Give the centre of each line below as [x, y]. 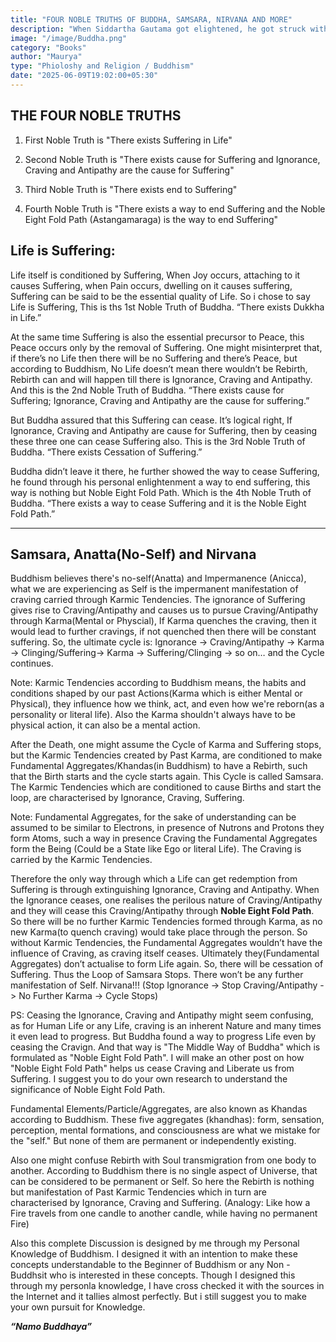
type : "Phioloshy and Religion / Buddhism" [102, 66]
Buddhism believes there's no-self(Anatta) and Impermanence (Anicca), [158, 578]
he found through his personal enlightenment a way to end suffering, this [160, 482]
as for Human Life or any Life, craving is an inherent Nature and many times [166, 1026]
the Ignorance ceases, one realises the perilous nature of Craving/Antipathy [166, 900]
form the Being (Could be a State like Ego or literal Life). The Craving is [156, 849]
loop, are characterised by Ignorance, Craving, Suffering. [127, 798]
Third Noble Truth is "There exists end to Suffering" [131, 189]
